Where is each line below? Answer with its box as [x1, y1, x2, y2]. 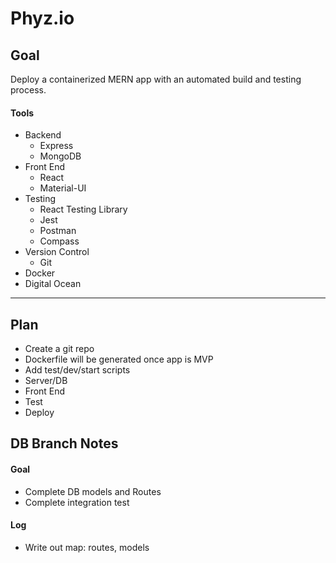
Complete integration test [24, 496, 130, 508]
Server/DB [24, 375, 68, 387]
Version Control [24, 246, 90, 258]
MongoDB [39, 150, 82, 162]
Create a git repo [24, 343, 95, 355]
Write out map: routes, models [24, 541, 150, 553]
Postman [39, 225, 77, 237]
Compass [39, 235, 80, 247]
